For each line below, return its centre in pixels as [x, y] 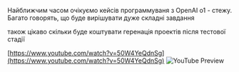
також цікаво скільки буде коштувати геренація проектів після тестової [117, 32]
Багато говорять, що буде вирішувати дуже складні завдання [101, 18]
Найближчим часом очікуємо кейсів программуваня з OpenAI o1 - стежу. [120, 10]
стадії [16, 39]
